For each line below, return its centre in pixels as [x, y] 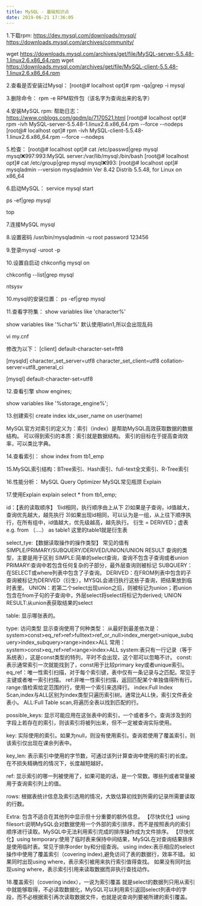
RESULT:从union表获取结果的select [50, 602]
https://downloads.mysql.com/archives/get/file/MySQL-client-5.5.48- [92, 66]
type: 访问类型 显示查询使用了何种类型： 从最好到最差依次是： [83, 628]
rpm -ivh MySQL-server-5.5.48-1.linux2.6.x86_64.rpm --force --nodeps [95, 124]
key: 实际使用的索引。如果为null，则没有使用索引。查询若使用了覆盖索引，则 [101, 735]
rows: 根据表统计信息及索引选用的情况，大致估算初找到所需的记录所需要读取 [101, 796]
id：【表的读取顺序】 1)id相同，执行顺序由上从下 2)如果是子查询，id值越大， [99, 507]
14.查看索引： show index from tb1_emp [55, 456]
